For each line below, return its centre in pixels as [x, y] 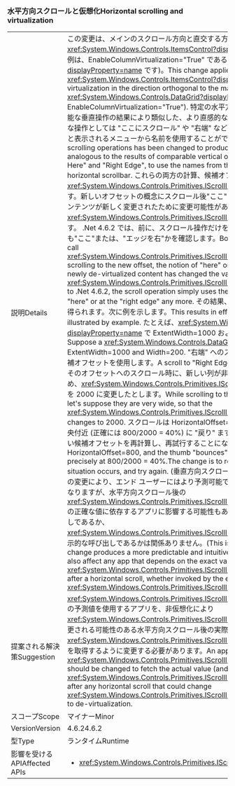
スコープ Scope [35, 717]
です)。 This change [176, 70]
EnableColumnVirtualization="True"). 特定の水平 [147, 107]
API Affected [31, 764]
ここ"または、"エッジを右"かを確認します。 [149, 238]
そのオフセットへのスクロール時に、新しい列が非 [148, 373]
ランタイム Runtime [98, 741]
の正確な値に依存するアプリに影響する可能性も [144, 511]
